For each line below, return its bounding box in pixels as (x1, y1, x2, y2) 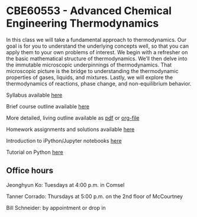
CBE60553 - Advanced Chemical (6, 4, 172, 18)
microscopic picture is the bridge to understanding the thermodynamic (6, 67, 179, 74)
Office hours (6, 166, 54, 176)
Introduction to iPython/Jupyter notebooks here (6, 137, 122, 144)
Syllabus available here (6, 91, 63, 98)
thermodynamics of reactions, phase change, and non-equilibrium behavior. (6, 80, 192, 87)
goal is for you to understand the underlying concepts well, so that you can (6, 42, 189, 50)
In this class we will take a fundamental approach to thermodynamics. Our (6, 36, 187, 43)
